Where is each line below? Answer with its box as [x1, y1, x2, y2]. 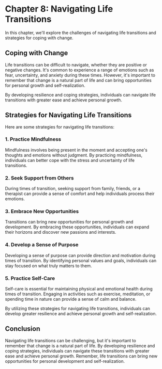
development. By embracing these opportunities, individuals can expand [5, 224, 149, 230]
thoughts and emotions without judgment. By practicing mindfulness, [5, 152, 143, 158]
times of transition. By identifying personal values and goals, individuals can [5, 257, 157, 263]
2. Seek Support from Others [5, 175, 74, 181]
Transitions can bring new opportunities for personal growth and [5, 219, 134, 225]
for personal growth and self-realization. [5, 82, 86, 88]
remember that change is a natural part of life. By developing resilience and [5, 343, 155, 349]
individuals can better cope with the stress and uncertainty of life [5, 157, 135, 163]
